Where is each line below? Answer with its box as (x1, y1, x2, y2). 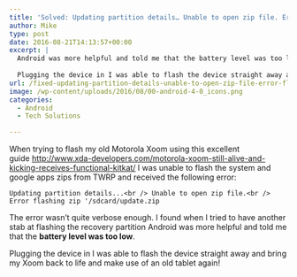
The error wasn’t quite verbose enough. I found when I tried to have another (9, 212, 286, 223)
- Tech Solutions (17, 112, 81, 120)
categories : (9, 95, 53, 104)
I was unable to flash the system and (137, 163, 271, 173)
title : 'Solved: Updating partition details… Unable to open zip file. (9, 12, 278, 22)
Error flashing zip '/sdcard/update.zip (9, 196, 161, 206)
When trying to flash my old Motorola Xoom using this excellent (9, 143, 240, 155)
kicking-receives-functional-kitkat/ (9, 163, 136, 173)
